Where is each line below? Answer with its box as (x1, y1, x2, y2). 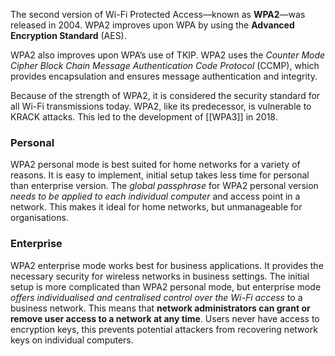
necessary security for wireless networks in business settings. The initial (10, 270, 310, 282)
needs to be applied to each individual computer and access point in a (10, 190, 301, 203)
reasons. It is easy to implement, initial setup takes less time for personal (10, 169, 310, 181)
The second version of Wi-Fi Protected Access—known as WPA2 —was (10, 9, 306, 20)
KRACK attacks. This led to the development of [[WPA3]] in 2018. (10, 111, 278, 123)
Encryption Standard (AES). (10, 30, 127, 41)
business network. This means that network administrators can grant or (10, 302, 311, 314)
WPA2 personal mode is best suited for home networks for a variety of (10, 159, 301, 171)
